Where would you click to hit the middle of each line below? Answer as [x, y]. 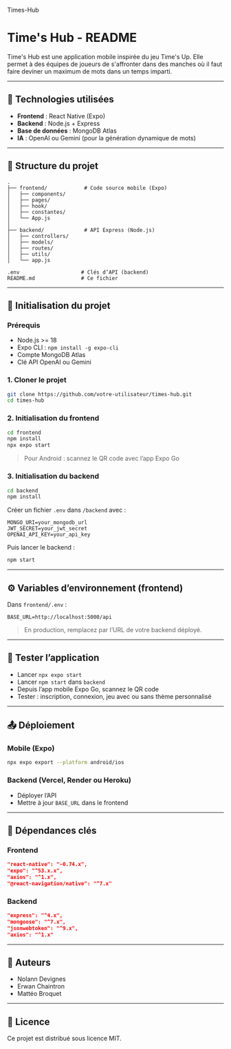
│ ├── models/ [30, 242]
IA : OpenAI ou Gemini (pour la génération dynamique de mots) [106, 138]
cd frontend [24, 433]
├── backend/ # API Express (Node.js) [81, 230]
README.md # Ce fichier [63, 278]
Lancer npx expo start [49, 674]
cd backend [23, 490]
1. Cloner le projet [37, 380]
